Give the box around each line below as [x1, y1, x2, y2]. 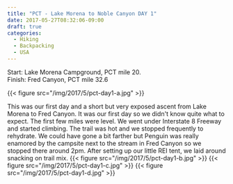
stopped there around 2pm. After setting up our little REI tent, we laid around [7, 147, 226, 155]
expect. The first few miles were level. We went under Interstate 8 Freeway [7, 117, 222, 125]
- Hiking [13, 36, 39, 43]
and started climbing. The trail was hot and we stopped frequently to [7, 124, 204, 133]
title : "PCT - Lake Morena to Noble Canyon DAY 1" [7, 10, 157, 17]
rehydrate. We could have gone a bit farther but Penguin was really [7, 131, 200, 140]
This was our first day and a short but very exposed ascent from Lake [7, 102, 207, 110]
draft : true [7, 23, 42, 30]
